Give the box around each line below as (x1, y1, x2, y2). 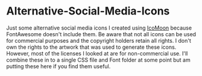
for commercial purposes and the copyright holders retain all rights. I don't (6, 37, 192, 44)
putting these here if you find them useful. (6, 62, 111, 70)
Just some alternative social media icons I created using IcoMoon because (6, 24, 192, 31)
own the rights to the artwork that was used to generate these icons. (6, 43, 177, 51)
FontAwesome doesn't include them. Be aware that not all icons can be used (6, 30, 197, 37)
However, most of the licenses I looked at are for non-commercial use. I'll (6, 49, 188, 57)
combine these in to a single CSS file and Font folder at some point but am (6, 56, 191, 63)
